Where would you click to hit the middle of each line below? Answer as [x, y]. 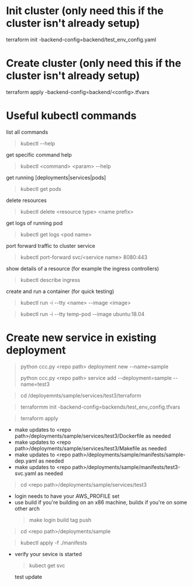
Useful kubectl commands [71, 116]
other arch [27, 508]
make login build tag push [60, 520]
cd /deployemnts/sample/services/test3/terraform [81, 395]
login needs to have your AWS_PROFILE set [67, 496]
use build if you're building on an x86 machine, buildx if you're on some [101, 502]
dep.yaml [26, 461]
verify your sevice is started [48, 554]
